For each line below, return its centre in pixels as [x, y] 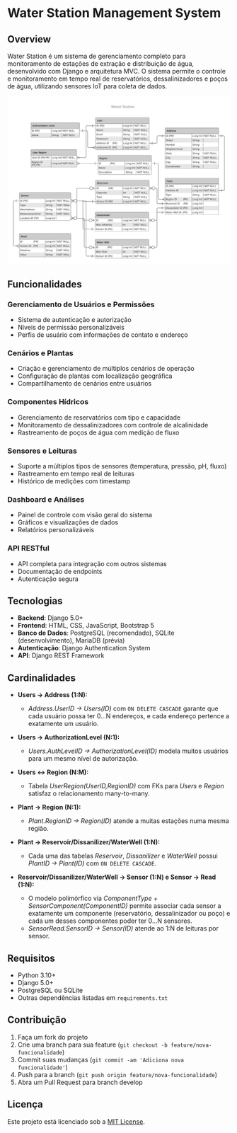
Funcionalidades [45, 284]
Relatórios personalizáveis [56, 530]
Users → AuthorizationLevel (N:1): [69, 737]
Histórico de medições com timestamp [74, 481]
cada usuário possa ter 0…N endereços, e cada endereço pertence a [129, 716]
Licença [25, 1104]
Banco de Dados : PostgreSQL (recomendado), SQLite [96, 633]
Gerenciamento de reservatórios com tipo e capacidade [99, 417]
